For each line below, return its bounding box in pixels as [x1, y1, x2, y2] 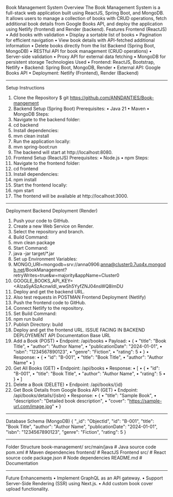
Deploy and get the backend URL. [13, 289, 85, 294]
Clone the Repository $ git [13, 95, 69, 101]
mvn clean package [13, 240, 55, 246]
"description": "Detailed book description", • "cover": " [13, 398, 130, 404]
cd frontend [13, 165, 39, 172]
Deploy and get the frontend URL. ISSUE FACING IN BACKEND [13, 327, 145, 333]
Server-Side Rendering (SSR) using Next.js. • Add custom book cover [6, 481, 153, 486]
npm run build [13, 316, 43, 322]
